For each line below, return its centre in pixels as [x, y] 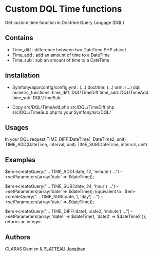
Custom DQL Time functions [64, 9]
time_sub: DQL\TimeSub [36, 97]
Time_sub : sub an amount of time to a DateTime [61, 60]
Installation [22, 75]
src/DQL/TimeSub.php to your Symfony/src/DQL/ [61, 112]
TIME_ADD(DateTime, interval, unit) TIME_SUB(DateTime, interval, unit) [76, 145]
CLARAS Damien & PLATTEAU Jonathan [45, 249]
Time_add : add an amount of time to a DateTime [61, 55]
